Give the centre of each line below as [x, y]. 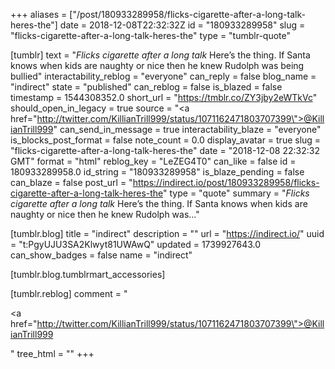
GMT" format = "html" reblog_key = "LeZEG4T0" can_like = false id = [153, 161]
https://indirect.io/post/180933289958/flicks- [226, 182]
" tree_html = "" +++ [52, 353]
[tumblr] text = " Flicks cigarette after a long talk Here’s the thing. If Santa [160, 55]
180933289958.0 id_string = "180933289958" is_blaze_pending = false [157, 172]
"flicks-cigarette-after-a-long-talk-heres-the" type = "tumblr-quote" [151, 35]
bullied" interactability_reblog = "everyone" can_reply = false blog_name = [163, 76]
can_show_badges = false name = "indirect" [101, 255]
